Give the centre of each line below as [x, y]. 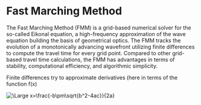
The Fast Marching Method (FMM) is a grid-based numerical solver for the [99, 28]
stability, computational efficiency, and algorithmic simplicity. [82, 66]
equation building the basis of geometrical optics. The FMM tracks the [94, 40]
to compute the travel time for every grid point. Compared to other [88, 53]
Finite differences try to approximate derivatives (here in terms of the [92, 77]
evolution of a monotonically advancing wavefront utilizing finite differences [101, 47]
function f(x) [22, 84]
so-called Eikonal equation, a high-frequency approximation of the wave [96, 34]
